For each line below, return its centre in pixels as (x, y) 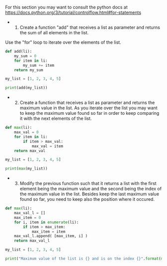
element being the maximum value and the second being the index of (91, 189)
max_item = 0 (28, 218)
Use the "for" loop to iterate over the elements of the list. (63, 42)
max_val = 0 (26, 132)
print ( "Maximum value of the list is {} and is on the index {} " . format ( (83, 259)
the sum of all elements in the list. (54, 33)
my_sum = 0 (25, 56)
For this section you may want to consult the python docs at (66, 7)
